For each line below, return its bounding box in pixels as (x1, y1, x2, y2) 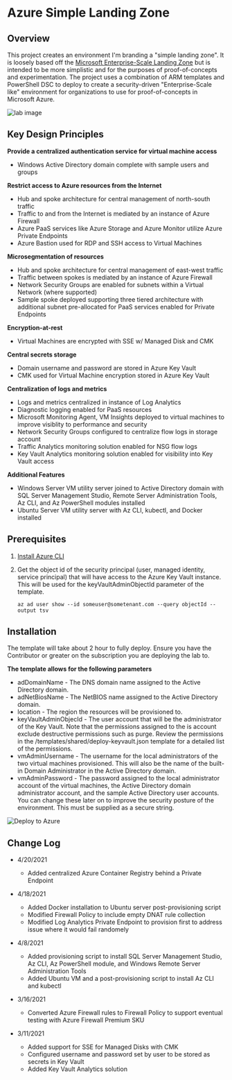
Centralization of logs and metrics (7, 384, 107, 393)
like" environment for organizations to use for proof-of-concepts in (7, 88, 198, 96)
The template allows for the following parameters (7, 665, 152, 674)
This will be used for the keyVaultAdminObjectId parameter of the (17, 580, 204, 588)
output (17, 607, 37, 614)
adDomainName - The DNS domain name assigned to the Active (17, 678, 201, 687)
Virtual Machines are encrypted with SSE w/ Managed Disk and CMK (17, 336, 214, 345)
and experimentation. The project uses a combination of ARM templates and (7, 73, 225, 81)
